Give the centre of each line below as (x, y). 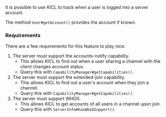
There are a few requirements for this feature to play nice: (65, 46)
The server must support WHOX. (47, 99)
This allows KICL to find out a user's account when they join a (85, 83)
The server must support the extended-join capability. (69, 77)
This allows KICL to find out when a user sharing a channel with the (90, 61)
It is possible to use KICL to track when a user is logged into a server (77, 7)
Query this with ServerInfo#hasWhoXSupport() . (68, 109)
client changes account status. (52, 67)
